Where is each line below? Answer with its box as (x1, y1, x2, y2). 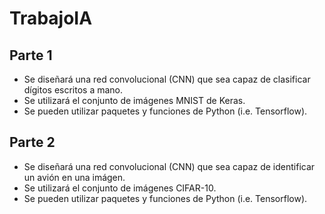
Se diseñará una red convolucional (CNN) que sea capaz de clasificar (23, 73, 311, 85)
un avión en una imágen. (23, 171, 126, 183)
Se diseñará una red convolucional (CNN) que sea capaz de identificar (23, 160, 316, 172)
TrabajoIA (9, 7, 93, 30)
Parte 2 (9, 134, 56, 151)
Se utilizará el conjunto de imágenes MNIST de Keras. (23, 95, 246, 106)
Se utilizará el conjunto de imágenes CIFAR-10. (23, 182, 217, 194)
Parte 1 (9, 47, 53, 64)
